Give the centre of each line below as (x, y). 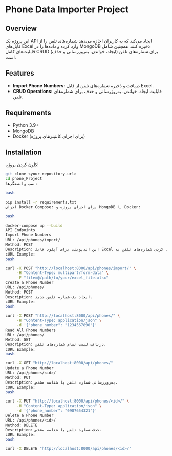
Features (20, 73)
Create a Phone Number (29, 283)
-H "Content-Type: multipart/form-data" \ (63, 273)
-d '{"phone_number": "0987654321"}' (57, 411)
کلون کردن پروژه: (22, 165)
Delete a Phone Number (29, 416)
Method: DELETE (21, 425)
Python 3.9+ (26, 125)
